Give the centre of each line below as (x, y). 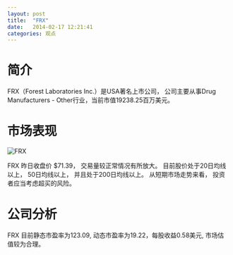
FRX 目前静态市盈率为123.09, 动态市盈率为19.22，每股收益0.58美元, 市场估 (116, 235)
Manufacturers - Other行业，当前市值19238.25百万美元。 (91, 100)
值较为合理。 (26, 244)
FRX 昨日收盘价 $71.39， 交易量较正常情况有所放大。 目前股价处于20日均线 (117, 166)
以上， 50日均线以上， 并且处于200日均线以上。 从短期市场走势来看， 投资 (116, 175)
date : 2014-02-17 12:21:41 (50, 27)
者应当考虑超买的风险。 (41, 183)
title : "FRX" (28, 20)
